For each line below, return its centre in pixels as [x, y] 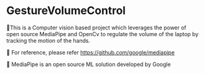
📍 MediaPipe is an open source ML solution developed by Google [89, 64]
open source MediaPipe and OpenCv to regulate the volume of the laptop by [102, 34]
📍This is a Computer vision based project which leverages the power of [96, 28]
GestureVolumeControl [66, 11]
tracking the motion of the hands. [48, 40]
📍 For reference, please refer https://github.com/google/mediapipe [91, 52]
